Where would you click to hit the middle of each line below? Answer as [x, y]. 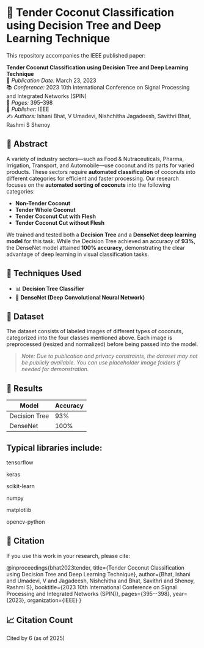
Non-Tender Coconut [43, 203]
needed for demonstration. [55, 369]
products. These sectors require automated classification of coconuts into [101, 171]
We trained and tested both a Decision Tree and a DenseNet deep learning [101, 235]
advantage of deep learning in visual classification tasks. [78, 254]
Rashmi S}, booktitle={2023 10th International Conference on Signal [92, 587]
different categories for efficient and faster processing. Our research [93, 178]
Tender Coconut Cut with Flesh [56, 216]
